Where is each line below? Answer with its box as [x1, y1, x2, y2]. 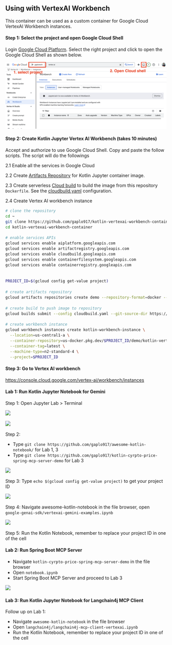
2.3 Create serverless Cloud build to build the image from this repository [5, 182, 158, 188]
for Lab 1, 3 [35, 446, 59, 453]
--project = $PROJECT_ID [10, 354, 58, 360]
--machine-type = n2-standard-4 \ [10, 349, 79, 354]
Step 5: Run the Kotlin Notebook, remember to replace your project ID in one [5, 530, 166, 536]
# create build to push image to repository [5, 305, 102, 311]
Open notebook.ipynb [12, 570, 58, 576]
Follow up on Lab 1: [5, 609, 46, 615]
